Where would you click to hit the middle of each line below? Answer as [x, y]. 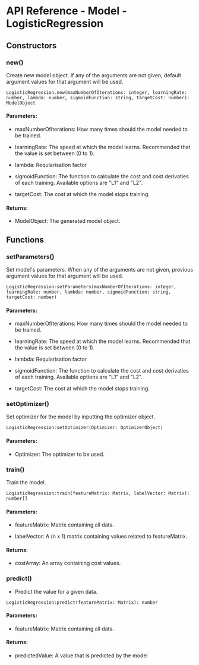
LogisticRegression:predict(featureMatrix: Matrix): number [82, 602]
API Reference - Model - [67, 11]
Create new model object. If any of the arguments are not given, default [94, 75]
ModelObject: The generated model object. [67, 221]
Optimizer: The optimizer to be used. [60, 454]
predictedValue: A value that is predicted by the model [81, 655]
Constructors [31, 45]
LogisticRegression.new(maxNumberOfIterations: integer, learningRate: [97, 92]
